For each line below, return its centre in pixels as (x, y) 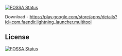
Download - (17, 17)
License (17, 37)
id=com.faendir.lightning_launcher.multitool (48, 22)
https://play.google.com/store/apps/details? (73, 17)
